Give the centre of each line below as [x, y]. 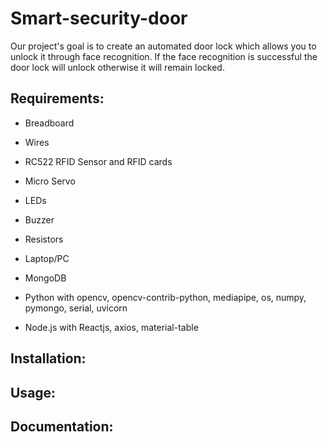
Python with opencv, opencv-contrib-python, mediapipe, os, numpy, [165, 297]
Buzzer [39, 219]
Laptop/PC [47, 258]
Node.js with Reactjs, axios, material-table [111, 327]
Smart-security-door [99, 18]
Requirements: [57, 98]
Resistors [44, 239]
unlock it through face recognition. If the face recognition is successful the [164, 56]
